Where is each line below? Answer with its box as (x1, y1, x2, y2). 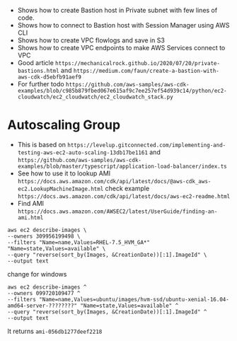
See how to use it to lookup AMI (17, 169, 111, 178)
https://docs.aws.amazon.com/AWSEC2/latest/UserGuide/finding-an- (17, 208, 218, 215)
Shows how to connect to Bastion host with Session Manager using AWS (17, 21, 230, 29)
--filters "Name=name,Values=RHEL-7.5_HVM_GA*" (7, 238, 151, 246)
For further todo (17, 80, 65, 88)
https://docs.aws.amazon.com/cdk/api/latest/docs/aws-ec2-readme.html (17, 192, 231, 200)
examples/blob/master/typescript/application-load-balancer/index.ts (17, 163, 228, 170)
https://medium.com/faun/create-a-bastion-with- (73, 67, 219, 74)
